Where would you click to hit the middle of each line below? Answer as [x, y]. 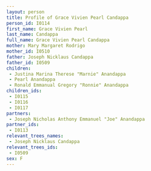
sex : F [15, 158]
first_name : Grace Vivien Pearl [47, 29]
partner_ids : [23, 125]
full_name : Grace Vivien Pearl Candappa [58, 40]
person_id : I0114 [28, 23]
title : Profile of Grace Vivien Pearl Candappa [68, 18]
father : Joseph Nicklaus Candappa [50, 57]
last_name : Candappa [32, 35]
